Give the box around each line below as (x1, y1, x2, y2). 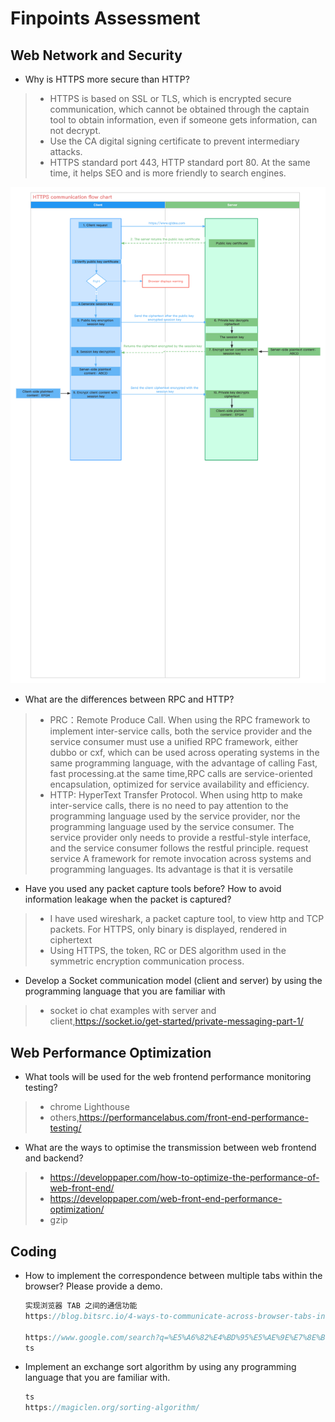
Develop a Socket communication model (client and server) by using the (24, 975, 323, 987)
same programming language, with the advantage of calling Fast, (49, 757, 318, 769)
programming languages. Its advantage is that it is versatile (49, 863, 294, 876)
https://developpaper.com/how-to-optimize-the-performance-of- (49, 1172, 320, 1184)
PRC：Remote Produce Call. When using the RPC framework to (49, 714, 311, 726)
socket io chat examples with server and (49, 1005, 217, 1017)
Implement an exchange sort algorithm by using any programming (24, 1361, 297, 1373)
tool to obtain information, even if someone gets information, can (49, 114, 318, 126)
